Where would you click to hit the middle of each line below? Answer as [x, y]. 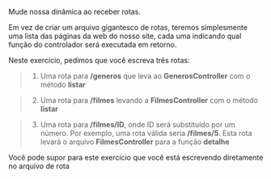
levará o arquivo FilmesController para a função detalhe [135, 142]
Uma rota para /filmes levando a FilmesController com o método [149, 100]
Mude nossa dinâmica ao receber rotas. [75, 12]
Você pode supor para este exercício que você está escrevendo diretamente [136, 158]
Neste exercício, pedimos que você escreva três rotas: [99, 60]
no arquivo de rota [39, 166]
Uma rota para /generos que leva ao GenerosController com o [145, 76]
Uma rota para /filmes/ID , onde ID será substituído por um [138, 124]
